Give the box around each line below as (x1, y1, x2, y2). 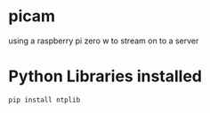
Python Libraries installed (8, 66, 202, 87)
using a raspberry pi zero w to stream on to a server (8, 35, 199, 46)
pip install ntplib (8, 95, 81, 104)
